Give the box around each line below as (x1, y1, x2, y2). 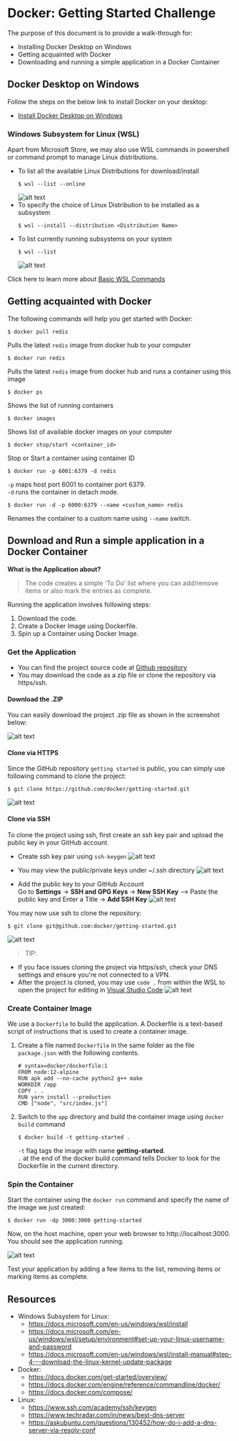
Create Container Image (7, 1003, 93, 1013)
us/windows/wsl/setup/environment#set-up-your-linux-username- (28, 1335, 225, 1343)
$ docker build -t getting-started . (17, 1134, 131, 1141)
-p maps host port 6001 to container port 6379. (7, 480, 146, 489)
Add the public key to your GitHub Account (17, 879, 144, 888)
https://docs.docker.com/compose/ (28, 1387, 133, 1396)
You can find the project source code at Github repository (17, 663, 188, 672)
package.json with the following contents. (17, 1048, 140, 1057)
